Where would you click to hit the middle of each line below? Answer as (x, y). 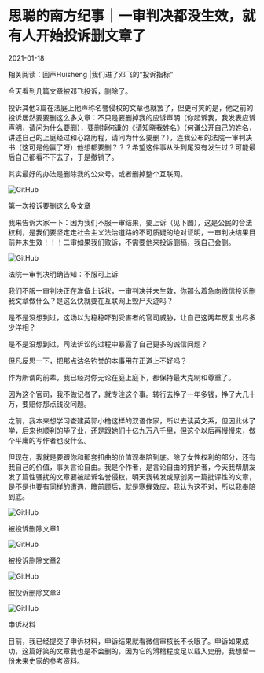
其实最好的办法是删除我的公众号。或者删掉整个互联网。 (97, 173)
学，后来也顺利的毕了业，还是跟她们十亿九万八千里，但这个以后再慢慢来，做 (132, 431)
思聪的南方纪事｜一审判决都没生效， (125, 16)
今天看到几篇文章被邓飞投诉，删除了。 (70, 91)
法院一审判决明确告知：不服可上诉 (63, 274)
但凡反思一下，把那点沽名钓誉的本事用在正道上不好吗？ (97, 361)
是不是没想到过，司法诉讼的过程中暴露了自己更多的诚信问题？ (108, 344)
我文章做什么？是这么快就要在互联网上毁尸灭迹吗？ (91, 301)
